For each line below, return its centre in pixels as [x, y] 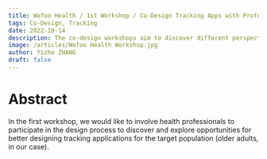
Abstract [38, 99]
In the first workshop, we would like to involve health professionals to [121, 121]
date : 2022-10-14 [37, 30]
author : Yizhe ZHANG [43, 52]
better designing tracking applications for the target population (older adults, [133, 138]
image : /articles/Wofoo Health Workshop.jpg [83, 45]
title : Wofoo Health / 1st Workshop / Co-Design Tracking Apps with [124, 16]
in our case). [29, 146]
